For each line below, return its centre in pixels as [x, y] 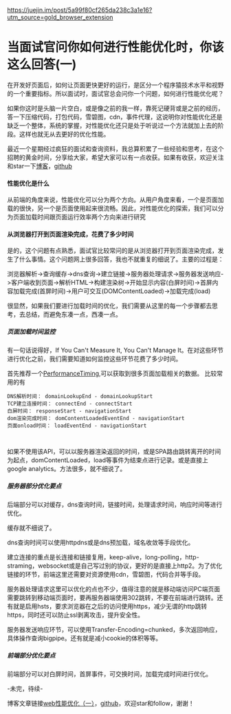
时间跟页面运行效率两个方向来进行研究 [91, 217]
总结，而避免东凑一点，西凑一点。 [73, 315]
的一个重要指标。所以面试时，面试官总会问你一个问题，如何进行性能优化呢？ [115, 93]
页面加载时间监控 [31, 331]
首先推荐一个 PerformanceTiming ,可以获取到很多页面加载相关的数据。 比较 [112, 374]
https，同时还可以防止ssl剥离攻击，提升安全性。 [76, 615]
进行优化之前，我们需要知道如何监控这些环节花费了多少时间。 [95, 359]
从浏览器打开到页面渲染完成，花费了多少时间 [70, 234]
